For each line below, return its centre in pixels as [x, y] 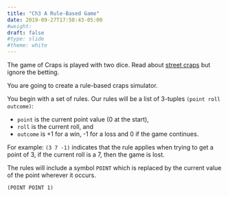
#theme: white [27, 45]
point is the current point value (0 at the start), [83, 119]
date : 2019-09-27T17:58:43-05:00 [55, 20]
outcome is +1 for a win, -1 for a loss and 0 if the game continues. [108, 134]
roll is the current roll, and [55, 127]
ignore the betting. [33, 72]
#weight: [20, 26]
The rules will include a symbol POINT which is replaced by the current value [114, 168]
